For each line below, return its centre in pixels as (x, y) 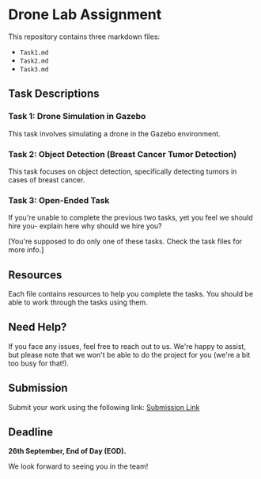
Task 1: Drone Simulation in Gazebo (77, 117)
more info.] (26, 250)
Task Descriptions (54, 94)
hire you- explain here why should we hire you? (85, 226)
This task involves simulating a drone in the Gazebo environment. (115, 133)
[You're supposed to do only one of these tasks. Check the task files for (125, 241)
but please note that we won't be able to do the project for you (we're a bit (129, 354)
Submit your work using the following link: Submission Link (104, 407)
